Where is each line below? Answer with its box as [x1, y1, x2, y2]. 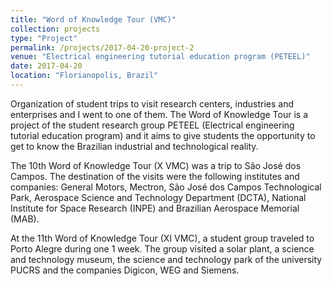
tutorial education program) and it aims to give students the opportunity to [10, 129, 316, 141]
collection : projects [10, 24, 101, 34]
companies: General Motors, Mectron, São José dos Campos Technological [10, 181, 322, 193]
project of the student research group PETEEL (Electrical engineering [10, 119, 295, 131]
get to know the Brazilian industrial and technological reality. [10, 140, 259, 152]
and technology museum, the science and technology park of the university [10, 253, 323, 265]
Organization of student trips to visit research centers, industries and [10, 97, 295, 110]
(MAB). [10, 212, 40, 225]
